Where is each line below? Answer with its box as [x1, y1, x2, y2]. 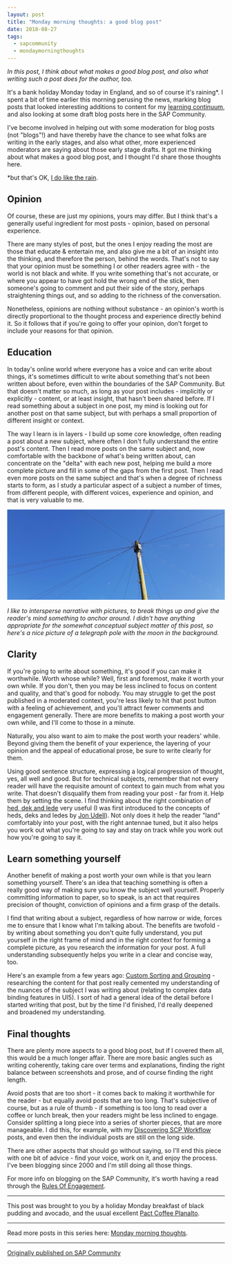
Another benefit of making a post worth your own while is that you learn [7, 871, 212, 879]
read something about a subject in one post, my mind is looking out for [7, 401, 209, 410]
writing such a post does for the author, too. [7, 75, 133, 83]
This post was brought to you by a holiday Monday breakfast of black [7, 1202, 205, 1210]
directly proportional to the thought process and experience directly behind [7, 311, 222, 320]
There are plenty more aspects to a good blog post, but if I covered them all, [7, 1047, 224, 1055]
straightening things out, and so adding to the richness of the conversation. [7, 291, 222, 300]
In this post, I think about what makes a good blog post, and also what [7, 68, 209, 75]
